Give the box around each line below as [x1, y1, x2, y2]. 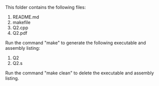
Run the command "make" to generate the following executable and [5, 40, 146, 46]
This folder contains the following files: [5, 5, 86, 10]
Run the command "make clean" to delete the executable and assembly [5, 70, 154, 76]
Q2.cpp [12, 25, 29, 31]
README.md [12, 14, 39, 20]
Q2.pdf [12, 30, 28, 36]
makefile [12, 20, 31, 25]
